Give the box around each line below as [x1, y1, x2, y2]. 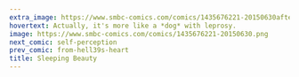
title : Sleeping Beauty [9, 54, 98, 63]
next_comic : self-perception [9, 37, 117, 47]
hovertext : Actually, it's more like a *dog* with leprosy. [9, 21, 238, 30]
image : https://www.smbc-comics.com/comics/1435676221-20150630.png [9, 29, 269, 38]
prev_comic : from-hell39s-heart [9, 46, 129, 55]
